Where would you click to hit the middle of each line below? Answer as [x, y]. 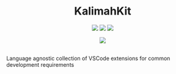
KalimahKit [103, 11]
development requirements [40, 64]
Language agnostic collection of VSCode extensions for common [88, 58]
